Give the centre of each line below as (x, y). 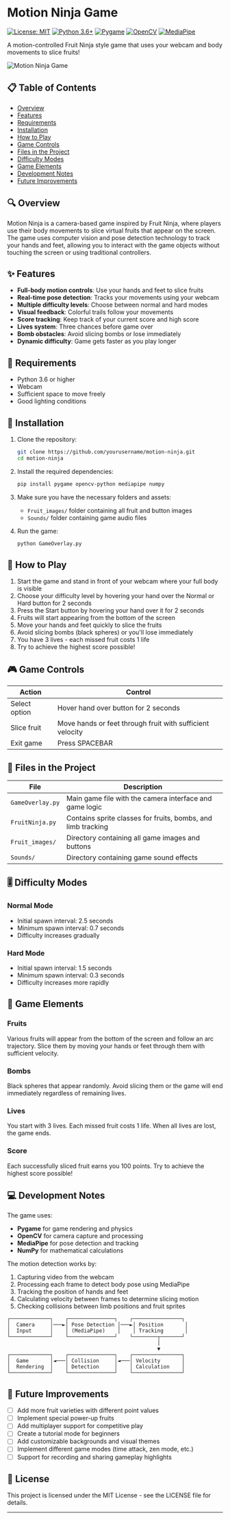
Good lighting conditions (52, 401)
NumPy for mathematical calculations (70, 1250)
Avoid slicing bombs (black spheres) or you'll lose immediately (105, 632)
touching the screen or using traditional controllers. (79, 252)
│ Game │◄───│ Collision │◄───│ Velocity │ (96, 1361)
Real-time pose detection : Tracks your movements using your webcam (118, 298)
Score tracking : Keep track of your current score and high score (108, 320)
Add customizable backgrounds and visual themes (88, 1441)
